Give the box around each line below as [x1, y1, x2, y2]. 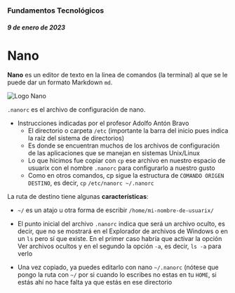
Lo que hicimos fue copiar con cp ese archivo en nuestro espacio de [27, 157, 226, 165]
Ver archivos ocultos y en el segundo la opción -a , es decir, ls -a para [17, 242, 222, 251]
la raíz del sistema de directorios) [27, 134, 125, 143]
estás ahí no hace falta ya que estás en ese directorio [17, 278, 173, 287]
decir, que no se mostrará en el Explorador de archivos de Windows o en [17, 227, 228, 235]
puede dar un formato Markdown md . [7, 78, 113, 86]
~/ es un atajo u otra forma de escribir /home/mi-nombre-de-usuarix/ [17, 206, 214, 214]
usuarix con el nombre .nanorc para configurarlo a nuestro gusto [27, 164, 215, 172]
